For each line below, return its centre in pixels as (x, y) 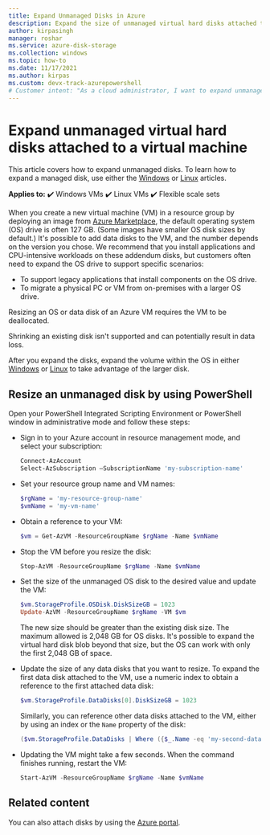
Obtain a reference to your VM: (71, 521)
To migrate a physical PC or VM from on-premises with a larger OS (130, 288)
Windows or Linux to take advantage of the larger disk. (99, 369)
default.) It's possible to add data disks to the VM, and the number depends (133, 239)
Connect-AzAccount (51, 461)
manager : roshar (35, 38)
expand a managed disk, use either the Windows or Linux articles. (117, 178)
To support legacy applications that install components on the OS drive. (138, 280)
